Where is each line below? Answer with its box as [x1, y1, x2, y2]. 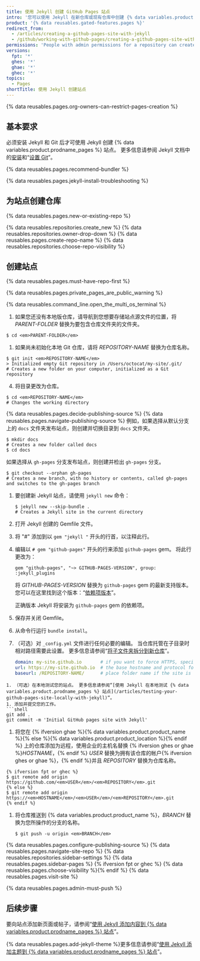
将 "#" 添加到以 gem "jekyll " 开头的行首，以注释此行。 [14, 533, 153, 541]
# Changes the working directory [6, 400, 89, 406]
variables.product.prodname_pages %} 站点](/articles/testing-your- [6, 688, 178, 695]
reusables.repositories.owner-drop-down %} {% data [6, 230, 137, 237]
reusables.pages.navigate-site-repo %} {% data [6, 848, 124, 855]
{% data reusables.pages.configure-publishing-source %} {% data [6, 841, 170, 848]
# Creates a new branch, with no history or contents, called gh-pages [6, 475, 187, 481]
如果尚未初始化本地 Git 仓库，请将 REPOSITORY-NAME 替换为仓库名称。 [14, 344, 192, 351]
